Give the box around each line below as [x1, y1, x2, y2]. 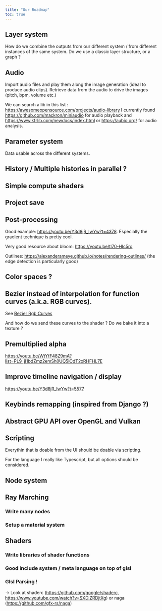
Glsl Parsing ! [5, 578, 38, 585]
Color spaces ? [5, 272, 53, 281]
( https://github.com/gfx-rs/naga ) [5, 600, 72, 606]
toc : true [5, 12, 26, 17]
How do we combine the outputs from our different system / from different [5, 43, 157, 50]
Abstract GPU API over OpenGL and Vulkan [5, 417, 141, 425]
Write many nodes [5, 508, 51, 515]
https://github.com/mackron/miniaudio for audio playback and [5, 112, 132, 118]
